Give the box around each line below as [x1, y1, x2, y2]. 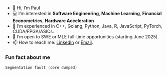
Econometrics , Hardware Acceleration [12, 18, 94, 24]
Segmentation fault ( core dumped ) [5, 65, 78, 70]
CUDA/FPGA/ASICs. [12, 28, 54, 34]
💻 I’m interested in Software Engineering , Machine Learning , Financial [12, 11, 162, 16]
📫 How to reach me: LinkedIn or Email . [12, 39, 93, 45]
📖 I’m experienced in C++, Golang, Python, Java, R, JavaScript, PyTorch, [12, 23, 162, 29]
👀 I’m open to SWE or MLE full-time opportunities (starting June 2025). [12, 34, 159, 40]
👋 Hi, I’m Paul [12, 5, 40, 11]
